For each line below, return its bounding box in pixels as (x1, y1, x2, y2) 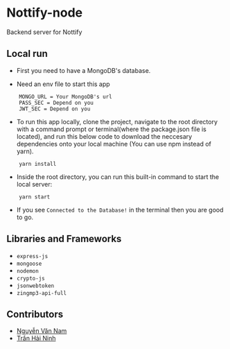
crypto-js (16, 275, 46, 282)
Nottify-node (6, 5, 83, 21)
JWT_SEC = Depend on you (19, 105, 91, 112)
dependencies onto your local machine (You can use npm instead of (16, 139, 212, 148)
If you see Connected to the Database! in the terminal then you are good (16, 205, 224, 214)
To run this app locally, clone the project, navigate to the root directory (16, 117, 218, 126)
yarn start (19, 193, 51, 201)
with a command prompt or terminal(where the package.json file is (16, 125, 207, 133)
